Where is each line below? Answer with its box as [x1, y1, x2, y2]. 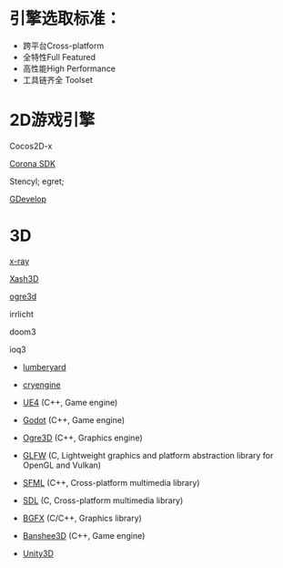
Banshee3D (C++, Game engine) [22, 530, 146, 541]
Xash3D [9, 273, 39, 284]
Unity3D [22, 548, 55, 559]
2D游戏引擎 [9, 110, 96, 130]
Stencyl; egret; [9, 175, 65, 187]
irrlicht [9, 308, 35, 319]
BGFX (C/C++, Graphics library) [22, 512, 143, 523]
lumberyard [22, 361, 66, 372]
